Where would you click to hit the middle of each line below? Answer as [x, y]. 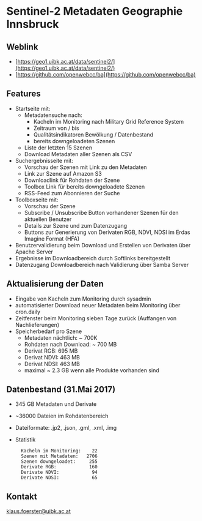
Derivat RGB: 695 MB [51, 351]
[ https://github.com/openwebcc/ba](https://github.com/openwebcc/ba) [106, 74]
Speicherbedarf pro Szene [49, 331]
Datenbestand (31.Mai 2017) [61, 390]
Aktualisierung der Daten [55, 284]
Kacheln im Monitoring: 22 [59, 451]
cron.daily [28, 312]
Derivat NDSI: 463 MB [52, 364]
